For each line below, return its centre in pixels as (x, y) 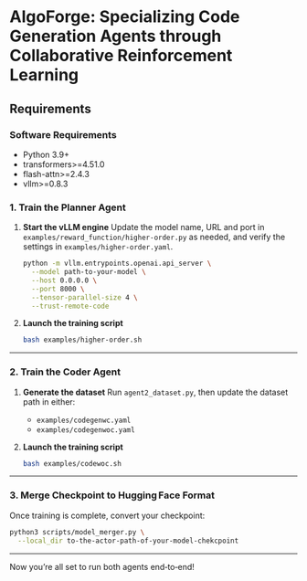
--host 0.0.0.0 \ (64, 280)
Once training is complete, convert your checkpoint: (107, 515)
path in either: (49, 401)
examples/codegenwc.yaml (84, 420)
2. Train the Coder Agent (65, 372)
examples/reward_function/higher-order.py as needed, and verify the (154, 237)
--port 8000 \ (58, 289)
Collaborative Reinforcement (121, 56)
